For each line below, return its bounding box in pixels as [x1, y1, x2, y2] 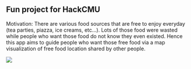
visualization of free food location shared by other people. [6, 45, 146, 52]
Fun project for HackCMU [6, 5, 100, 15]
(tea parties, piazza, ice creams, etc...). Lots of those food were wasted [6, 26, 178, 33]
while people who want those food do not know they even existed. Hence [6, 32, 183, 40]
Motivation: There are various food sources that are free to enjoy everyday [6, 20, 186, 27]
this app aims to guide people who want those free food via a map [6, 39, 165, 46]
